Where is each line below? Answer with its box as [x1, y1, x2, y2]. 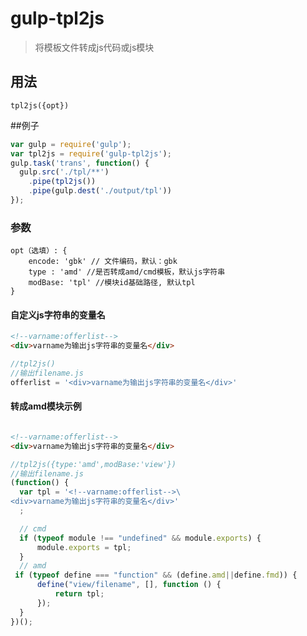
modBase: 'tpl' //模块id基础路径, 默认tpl [28, 278, 196, 288]
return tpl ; [54, 589, 105, 599]
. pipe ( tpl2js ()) [28, 177, 97, 187]
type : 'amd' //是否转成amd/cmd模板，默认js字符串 [28, 267, 226, 277]
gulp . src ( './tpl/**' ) [19, 167, 110, 177]
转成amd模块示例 [10, 400, 82, 412]
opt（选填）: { [10, 246, 68, 256]
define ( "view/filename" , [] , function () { [36, 580, 222, 590]
